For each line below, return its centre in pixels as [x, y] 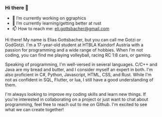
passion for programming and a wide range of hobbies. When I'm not [74, 50]
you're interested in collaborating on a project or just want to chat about [77, 99]
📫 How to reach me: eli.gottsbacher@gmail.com [61, 29]
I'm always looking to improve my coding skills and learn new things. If [76, 94]
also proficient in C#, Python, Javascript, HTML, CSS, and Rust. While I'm [78, 75]
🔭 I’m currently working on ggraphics [49, 18]
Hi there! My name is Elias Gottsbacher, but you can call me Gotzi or [73, 40]
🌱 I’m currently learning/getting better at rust [57, 23]
